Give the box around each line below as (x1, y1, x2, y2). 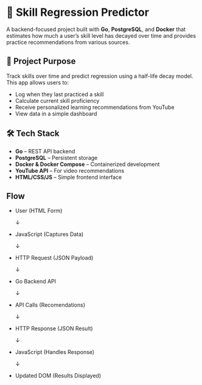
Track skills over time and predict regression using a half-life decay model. (6, 72, 193, 80)
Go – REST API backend (15, 147, 75, 154)
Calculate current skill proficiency (15, 97, 100, 104)
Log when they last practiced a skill (15, 91, 104, 98)
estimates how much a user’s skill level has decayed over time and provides (6, 32, 197, 39)
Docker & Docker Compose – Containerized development (15, 161, 160, 168)
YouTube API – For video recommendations (15, 167, 125, 174)
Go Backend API (15, 278, 57, 285)
